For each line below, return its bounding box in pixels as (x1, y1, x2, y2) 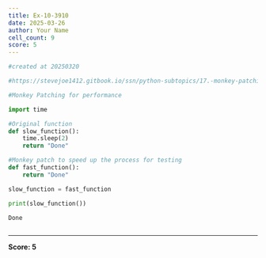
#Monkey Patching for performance (8, 91, 123, 99)
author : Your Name (8, 26, 69, 34)
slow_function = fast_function (8, 185, 112, 193)
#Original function (8, 120, 73, 127)
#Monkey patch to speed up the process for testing (8, 156, 182, 165)
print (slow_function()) (8, 199, 87, 207)
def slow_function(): (8, 127, 80, 135)
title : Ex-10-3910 (8, 11, 69, 20)
